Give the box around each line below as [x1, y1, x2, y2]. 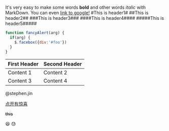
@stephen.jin [5, 90, 33, 96]
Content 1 [8, 69, 32, 76]
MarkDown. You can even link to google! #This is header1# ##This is [5, 10, 149, 16]
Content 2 [43, 69, 67, 76]
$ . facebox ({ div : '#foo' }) [14, 40, 67, 45]
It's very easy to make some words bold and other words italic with [5, 5, 146, 10]
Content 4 [43, 77, 67, 84]
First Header [8, 60, 39, 68]
